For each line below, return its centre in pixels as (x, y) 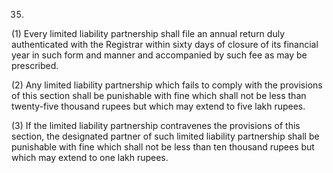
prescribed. (35, 65)
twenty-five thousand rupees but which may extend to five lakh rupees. (158, 106)
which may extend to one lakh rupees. (90, 157)
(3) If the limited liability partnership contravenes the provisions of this (156, 125)
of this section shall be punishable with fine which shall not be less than (159, 95)
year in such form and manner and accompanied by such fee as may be (159, 55)
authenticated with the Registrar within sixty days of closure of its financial (165, 44)
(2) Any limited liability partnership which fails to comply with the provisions (167, 85)
